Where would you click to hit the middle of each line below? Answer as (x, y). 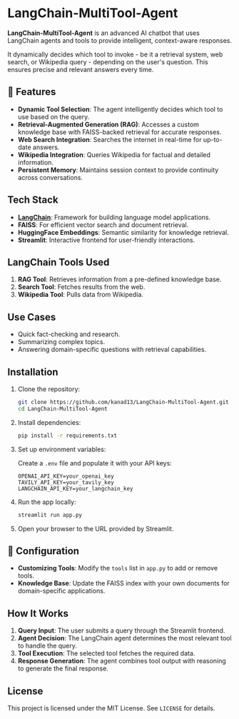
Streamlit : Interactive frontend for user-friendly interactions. (106, 240)
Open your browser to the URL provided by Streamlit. (96, 528)
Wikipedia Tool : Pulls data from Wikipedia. (81, 295)
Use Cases (32, 317)
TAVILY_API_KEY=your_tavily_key (66, 482)
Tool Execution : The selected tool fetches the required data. (106, 653)
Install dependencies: (49, 422)
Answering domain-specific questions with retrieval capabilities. (112, 350)
